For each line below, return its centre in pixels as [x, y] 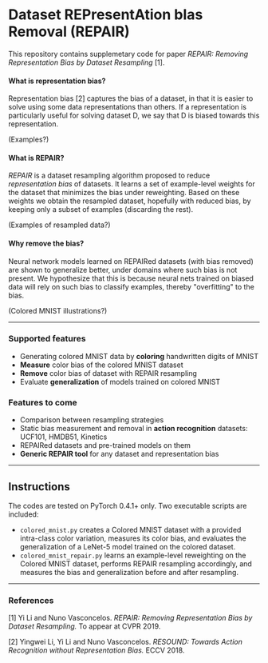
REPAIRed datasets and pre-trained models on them [105, 445]
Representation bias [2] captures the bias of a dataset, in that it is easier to [131, 98]
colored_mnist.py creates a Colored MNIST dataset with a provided [130, 529]
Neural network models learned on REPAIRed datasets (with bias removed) [131, 261]
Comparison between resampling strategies [92, 420]
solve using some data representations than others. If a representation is [128, 107]
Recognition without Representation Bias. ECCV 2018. [97, 650]
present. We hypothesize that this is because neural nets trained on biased [131, 278]
